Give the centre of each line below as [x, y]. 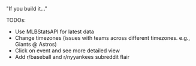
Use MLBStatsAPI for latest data [55, 32]
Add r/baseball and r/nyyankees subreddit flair [72, 57]
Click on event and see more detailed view [67, 51]
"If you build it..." [27, 9]
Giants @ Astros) [36, 44]
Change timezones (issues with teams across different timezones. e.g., [102, 38]
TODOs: [16, 20]
